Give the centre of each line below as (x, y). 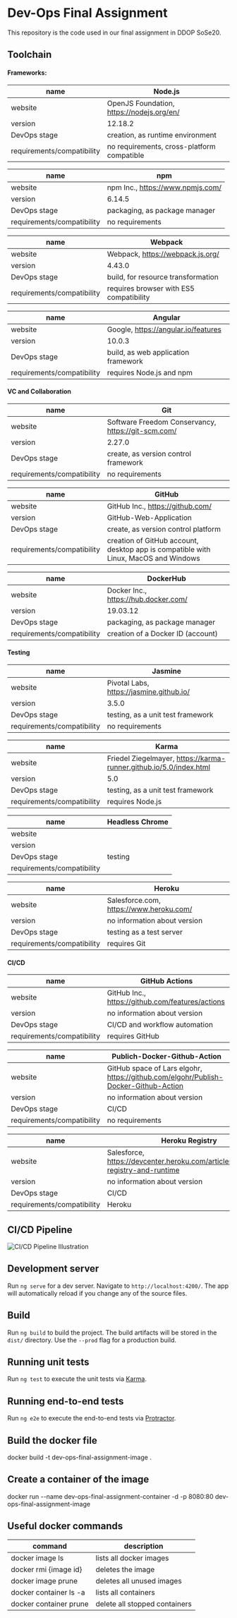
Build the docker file (52, 1440)
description (144, 1546)
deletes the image (125, 1569)
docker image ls (37, 1558)
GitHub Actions (166, 981)
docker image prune (44, 1581)
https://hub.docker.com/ (147, 599)
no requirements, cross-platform (162, 146)
